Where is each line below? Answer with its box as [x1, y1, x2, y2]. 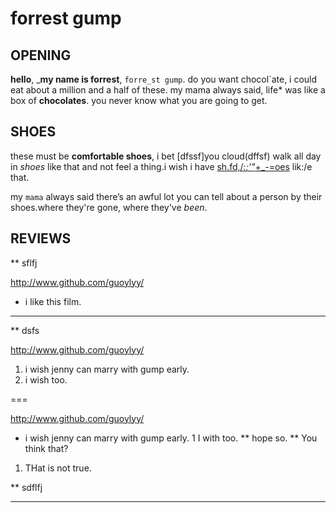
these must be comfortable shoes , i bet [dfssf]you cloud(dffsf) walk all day [10, 150, 322, 162]
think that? [24, 442, 69, 454]
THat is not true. [24, 462, 92, 474]
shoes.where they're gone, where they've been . [10, 201, 208, 213]
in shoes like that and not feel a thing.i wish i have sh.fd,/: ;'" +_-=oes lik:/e [10, 160, 313, 172]
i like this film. [24, 295, 82, 307]
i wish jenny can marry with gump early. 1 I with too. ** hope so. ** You [24, 432, 318, 444]
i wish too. [24, 373, 68, 386]
